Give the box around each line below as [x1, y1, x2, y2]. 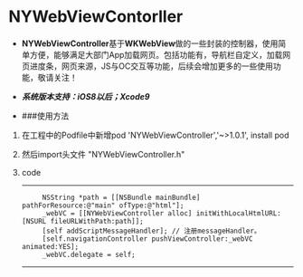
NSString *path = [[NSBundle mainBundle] [42, 193, 201, 202]
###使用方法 [21, 110, 70, 121]
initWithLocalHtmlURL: [195, 208, 281, 218]
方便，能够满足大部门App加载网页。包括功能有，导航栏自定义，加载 [29, 49, 283, 60]
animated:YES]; [21, 242, 80, 251]
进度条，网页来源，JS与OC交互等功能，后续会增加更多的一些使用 [29, 61, 273, 72]
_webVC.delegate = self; [42, 250, 137, 259]
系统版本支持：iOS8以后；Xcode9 [21, 91, 150, 101]
